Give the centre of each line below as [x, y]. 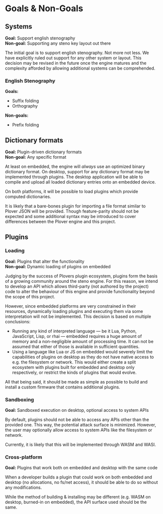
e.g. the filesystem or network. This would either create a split [74, 362]
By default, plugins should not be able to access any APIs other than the [77, 420]
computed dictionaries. [28, 197]
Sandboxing [20, 400]
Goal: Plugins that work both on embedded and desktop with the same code [81, 468]
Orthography [25, 106]
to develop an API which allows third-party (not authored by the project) [77, 286]
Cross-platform [24, 457]
